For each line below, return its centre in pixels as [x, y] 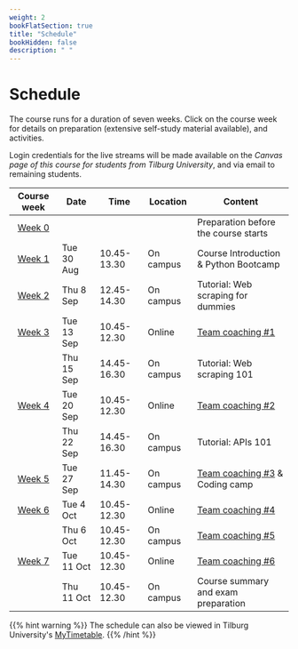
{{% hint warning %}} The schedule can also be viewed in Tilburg [129, 625]
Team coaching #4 [236, 510]
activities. [27, 138]
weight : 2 [27, 17]
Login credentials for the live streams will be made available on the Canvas [146, 156]
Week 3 [33, 333]
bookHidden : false [43, 42]
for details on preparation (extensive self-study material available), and [138, 129]
